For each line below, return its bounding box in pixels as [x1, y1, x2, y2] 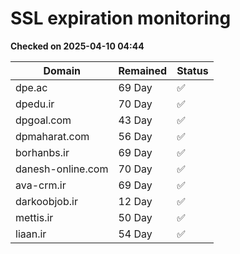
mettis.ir [15, 210, 54, 224]
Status [176, 63, 209, 77]
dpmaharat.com [15, 129, 90, 143]
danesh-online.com [15, 162, 109, 176]
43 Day [118, 113, 153, 127]
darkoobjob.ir [15, 194, 78, 208]
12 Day [118, 194, 153, 208]
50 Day [118, 210, 153, 224]
